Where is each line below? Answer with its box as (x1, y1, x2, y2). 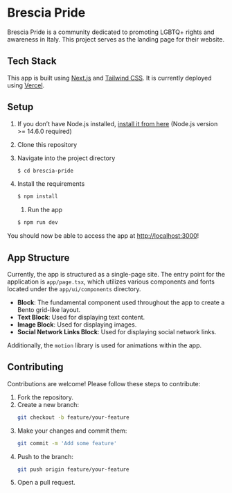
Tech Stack (7, 55, 57, 67)
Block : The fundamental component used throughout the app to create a (17, 298, 225, 306)
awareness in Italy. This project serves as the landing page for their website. (7, 35, 225, 43)
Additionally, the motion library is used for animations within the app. (7, 341, 202, 349)
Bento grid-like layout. (17, 306, 81, 313)
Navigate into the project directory (17, 154, 116, 162)
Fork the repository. (17, 393, 74, 401)
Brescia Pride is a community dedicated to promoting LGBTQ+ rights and (7, 28, 215, 36)
